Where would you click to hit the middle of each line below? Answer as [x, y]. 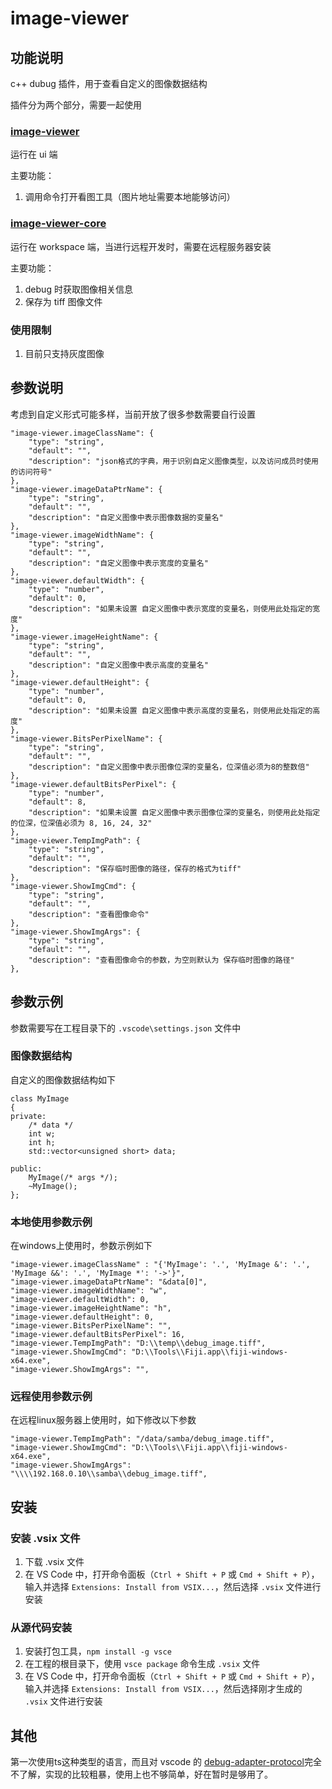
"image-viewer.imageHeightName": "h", [91, 1308]
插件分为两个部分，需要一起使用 [76, 105]
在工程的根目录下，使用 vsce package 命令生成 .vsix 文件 [142, 1664]
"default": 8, [57, 802]
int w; [42, 1133]
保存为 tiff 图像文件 [63, 301]
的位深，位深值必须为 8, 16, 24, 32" [81, 823]
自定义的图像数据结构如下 [63, 1079]
